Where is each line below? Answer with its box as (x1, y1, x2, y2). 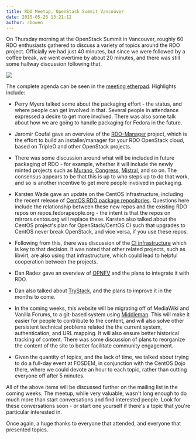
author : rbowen (6, 19, 43, 25)
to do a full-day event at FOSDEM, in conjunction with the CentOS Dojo (14, 360, 186, 367)
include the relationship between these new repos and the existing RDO (14, 203, 187, 210)
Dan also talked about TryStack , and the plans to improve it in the (14, 287, 172, 294)
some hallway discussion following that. (6, 60, 102, 67)
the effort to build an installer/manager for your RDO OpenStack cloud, (14, 137, 185, 144)
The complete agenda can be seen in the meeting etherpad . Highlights (6, 83, 177, 90)
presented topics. (6, 426, 49, 433)
